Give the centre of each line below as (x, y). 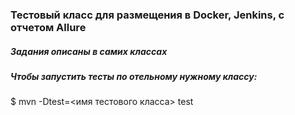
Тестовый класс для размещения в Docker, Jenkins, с (147, 15)
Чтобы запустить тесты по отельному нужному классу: (134, 76)
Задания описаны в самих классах (89, 51)
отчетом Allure (48, 27)
